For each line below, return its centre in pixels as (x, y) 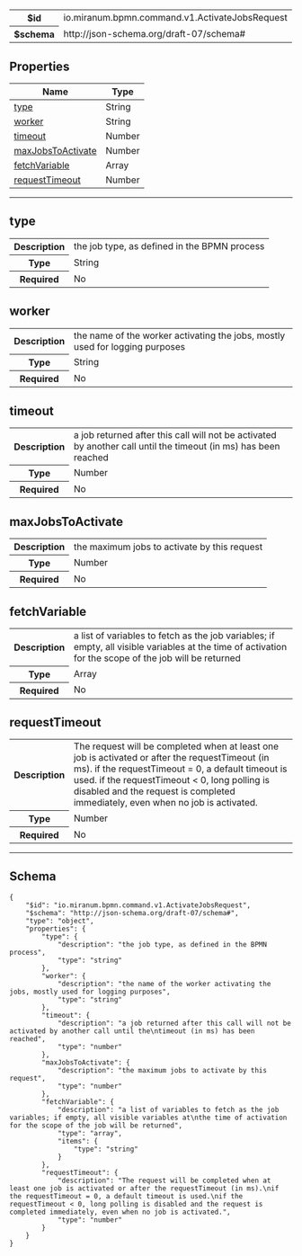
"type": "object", (60, 921)
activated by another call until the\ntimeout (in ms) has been (132, 1031)
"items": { (78, 1141)
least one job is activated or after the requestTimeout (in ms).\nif (144, 1188)
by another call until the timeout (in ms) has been (177, 446)
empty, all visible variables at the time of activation (180, 647)
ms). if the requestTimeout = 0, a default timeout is (180, 769)
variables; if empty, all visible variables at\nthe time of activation (148, 1118)
